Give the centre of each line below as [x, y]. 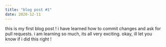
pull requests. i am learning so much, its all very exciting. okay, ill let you [79, 34]
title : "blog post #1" [28, 10]
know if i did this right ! [28, 39]
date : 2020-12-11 [23, 14]
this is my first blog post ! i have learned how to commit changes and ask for [83, 28]
